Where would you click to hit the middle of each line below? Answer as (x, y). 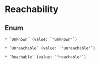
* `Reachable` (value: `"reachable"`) (45, 57)
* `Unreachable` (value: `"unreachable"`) (50, 48)
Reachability (32, 9)
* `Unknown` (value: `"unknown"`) (41, 39)
